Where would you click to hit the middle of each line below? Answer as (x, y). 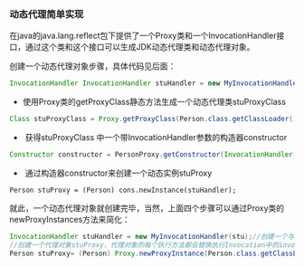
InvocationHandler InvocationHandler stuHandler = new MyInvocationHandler (155, 83)
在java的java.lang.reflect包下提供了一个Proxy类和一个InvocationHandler (143, 36)
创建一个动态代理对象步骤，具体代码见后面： (93, 66)
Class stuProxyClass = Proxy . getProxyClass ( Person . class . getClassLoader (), (155, 119)
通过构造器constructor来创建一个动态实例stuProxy (119, 173)
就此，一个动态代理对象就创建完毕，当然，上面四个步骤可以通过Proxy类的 (147, 208)
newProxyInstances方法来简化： (70, 219)
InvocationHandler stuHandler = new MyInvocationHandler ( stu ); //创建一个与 (152, 236)
